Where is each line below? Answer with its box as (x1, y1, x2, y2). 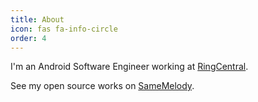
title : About (10, 14, 65, 25)
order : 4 (10, 33, 47, 43)
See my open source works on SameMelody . (10, 80, 195, 92)
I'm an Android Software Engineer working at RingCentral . (10, 61, 249, 73)
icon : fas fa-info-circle (10, 24, 118, 34)
